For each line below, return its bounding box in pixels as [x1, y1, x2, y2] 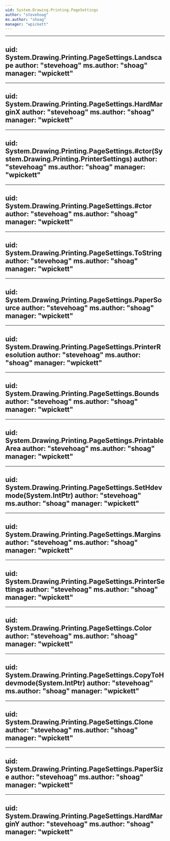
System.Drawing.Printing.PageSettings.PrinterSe [5, 577, 165, 586]
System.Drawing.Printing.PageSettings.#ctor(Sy [5, 147, 163, 155]
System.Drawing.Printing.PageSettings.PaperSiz [5, 765, 163, 773]
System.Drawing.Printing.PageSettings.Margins [5, 530, 161, 539]
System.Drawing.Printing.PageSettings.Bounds [5, 390, 159, 398]
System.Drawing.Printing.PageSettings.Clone [5, 718, 153, 727]
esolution [5, 350, 36, 359]
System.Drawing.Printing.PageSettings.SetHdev [5, 483, 162, 492]
